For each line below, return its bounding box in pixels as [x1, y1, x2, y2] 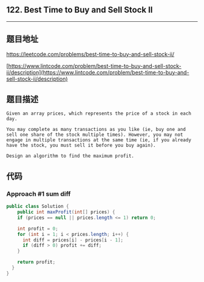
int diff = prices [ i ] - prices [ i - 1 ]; [22, 237, 124, 243]
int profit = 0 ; [17, 226, 59, 232]
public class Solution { [6, 203, 69, 210]
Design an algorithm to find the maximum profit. [6, 153, 135, 159]
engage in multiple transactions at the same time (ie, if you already [6, 137, 191, 143]
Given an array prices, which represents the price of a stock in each [6, 110, 191, 117]
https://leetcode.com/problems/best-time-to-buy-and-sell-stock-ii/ [6, 50, 175, 58]
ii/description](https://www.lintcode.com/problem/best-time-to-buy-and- [6, 69, 189, 76]
